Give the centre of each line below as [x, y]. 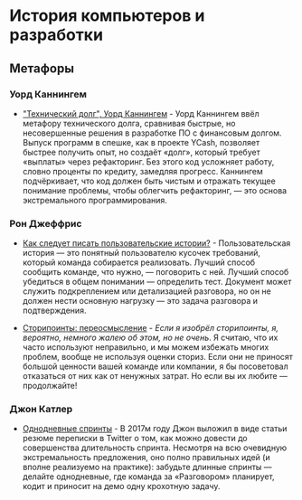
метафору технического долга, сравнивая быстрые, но [129, 123]
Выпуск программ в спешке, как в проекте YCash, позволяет [141, 142]
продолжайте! [50, 386]
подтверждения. [54, 311]
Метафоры [42, 68]
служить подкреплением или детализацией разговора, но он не [146, 291]
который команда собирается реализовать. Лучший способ [139, 262]
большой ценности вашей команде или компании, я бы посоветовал [156, 366]
